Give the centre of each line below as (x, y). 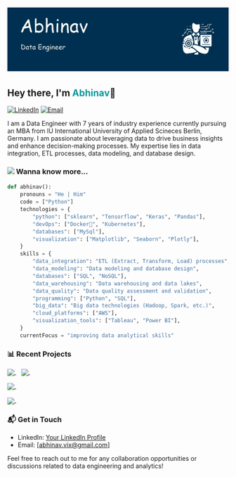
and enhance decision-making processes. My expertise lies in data (104, 146)
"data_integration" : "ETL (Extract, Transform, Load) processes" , (132, 261)
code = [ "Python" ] (47, 202)
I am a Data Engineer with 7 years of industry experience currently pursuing (117, 124)
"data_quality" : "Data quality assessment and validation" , (122, 291)
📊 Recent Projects (39, 354)
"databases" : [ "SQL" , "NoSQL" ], (80, 276)
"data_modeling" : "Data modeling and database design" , (116, 269)
